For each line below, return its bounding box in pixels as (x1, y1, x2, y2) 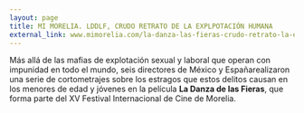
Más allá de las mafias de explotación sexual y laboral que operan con (9, 55, 271, 66)
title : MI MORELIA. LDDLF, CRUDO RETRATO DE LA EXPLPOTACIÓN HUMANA (9, 22, 273, 31)
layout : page (9, 13, 59, 23)
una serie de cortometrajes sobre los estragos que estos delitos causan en (9, 74, 288, 85)
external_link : (9, 30, 67, 39)
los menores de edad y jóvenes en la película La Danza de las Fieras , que (9, 83, 284, 95)
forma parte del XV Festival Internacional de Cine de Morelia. (9, 93, 237, 104)
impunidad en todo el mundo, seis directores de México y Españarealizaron (9, 64, 290, 75)
